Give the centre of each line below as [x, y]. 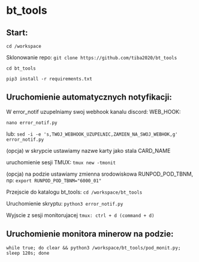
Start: [17, 33]
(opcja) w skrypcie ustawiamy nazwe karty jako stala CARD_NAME [88, 150]
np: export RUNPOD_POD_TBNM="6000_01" [54, 180]
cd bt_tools [21, 68]
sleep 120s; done [28, 253]
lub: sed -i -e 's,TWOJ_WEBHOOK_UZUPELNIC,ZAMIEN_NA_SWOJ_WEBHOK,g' [92, 134]
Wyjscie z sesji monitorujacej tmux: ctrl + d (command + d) [80, 215]
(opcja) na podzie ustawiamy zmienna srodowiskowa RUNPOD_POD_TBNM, [100, 174]
